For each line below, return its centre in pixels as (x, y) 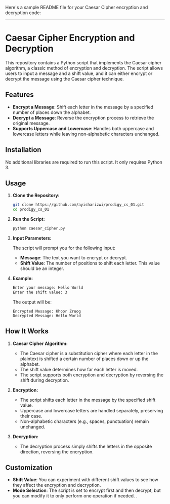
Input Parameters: (32, 238)
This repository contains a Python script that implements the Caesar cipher (83, 62)
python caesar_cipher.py (39, 228)
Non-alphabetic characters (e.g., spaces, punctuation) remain (84, 421)
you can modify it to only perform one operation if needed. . (75, 496)
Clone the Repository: (36, 196)
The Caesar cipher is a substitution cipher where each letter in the (89, 353)
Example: (23, 278)
